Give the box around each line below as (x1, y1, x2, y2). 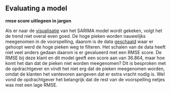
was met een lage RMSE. (5, 82, 58, 88)
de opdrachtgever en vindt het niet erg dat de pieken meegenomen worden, (5, 65, 165, 72)
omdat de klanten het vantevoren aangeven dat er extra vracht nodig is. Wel (5, 71, 165, 77)
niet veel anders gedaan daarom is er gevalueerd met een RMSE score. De (5, 49, 162, 55)
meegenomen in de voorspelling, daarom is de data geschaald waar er (5, 38, 154, 44)
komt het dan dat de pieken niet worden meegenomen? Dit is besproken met (5, 60, 166, 66)
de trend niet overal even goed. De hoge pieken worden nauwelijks (5, 33, 146, 39)
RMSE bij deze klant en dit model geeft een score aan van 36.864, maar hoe (5, 55, 165, 61)
